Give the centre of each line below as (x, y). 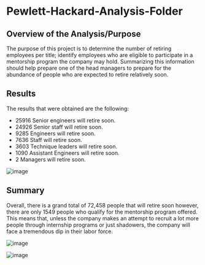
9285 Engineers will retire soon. (56, 133)
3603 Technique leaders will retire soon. (66, 146)
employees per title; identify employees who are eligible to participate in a (100, 55)
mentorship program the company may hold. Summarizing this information (100, 62)
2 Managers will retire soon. (50, 159)
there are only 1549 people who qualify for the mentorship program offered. (102, 212)
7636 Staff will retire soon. (49, 140)
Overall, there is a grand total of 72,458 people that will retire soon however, (102, 205)
